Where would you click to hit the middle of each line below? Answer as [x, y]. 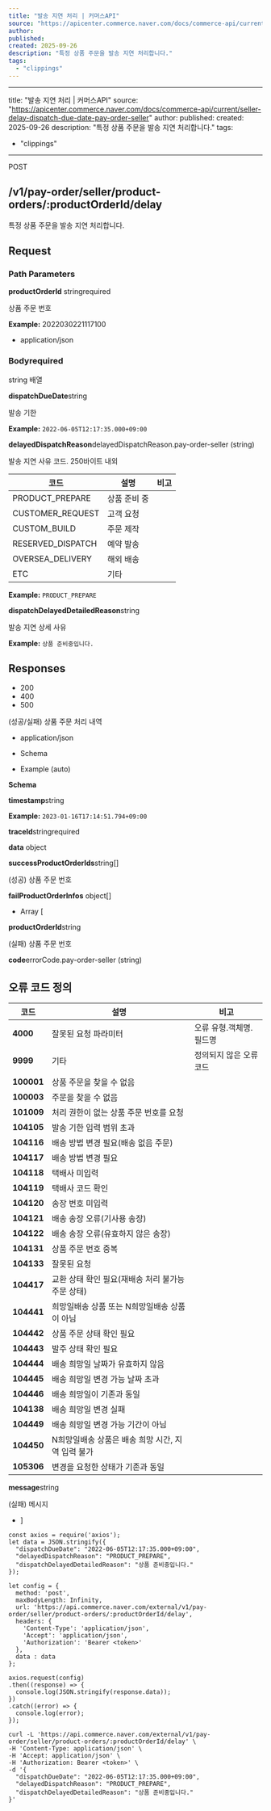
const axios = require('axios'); [65, 1536]
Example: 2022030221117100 [57, 325]
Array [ [31, 912]
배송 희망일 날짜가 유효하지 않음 [108, 1364]
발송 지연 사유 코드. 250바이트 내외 [63, 460]
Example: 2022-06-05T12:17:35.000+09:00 [78, 428]
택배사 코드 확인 [80, 1188]
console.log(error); [50, 1713]
